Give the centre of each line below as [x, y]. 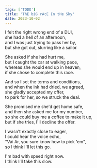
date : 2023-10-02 [23, 18]
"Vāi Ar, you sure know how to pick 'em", [46, 142]
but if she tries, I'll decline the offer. [40, 122]
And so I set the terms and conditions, [43, 82]
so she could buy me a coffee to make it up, [49, 117]
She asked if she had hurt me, [35, 57]
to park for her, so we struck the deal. [42, 97]
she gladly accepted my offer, [35, 92]
